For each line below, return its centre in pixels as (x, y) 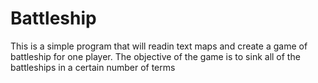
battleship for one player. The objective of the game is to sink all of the (155, 56)
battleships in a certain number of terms (93, 67)
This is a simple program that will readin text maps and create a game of (159, 46)
